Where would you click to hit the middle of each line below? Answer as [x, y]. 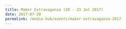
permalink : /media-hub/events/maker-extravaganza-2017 [63, 19]
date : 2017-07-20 [23, 14]
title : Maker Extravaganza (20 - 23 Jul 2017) [54, 10]
